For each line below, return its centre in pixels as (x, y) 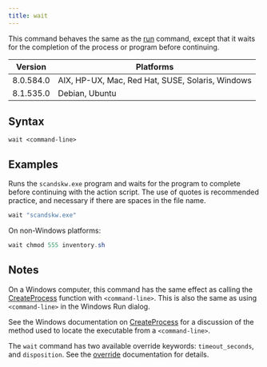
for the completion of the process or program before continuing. (114, 47)
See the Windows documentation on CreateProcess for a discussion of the (131, 321)
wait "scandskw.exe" (43, 215)
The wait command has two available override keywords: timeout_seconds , (131, 345)
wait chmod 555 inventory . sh (57, 245)
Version (31, 66)
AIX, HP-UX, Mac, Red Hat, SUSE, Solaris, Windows (155, 80)
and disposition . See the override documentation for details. (109, 354)
